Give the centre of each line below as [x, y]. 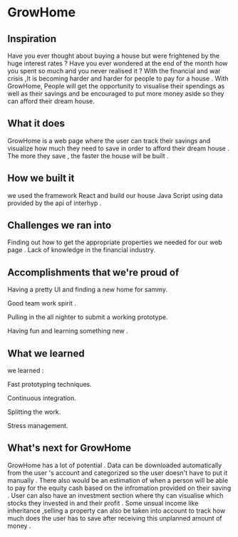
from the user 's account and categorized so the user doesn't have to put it [118, 473]
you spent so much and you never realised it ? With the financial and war [114, 71]
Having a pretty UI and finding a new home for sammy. [87, 290]
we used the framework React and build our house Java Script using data [115, 195]
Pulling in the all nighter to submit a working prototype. [88, 317]
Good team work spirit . [42, 303]
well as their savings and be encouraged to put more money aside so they [116, 94]
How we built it [41, 178]
